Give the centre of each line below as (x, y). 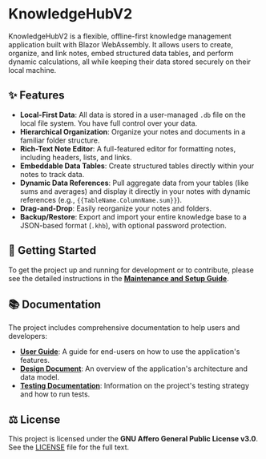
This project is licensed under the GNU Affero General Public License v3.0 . (133, 439)
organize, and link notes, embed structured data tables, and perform (121, 53)
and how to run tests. (55, 394)
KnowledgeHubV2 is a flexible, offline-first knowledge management (120, 36)
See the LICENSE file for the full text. (69, 447)
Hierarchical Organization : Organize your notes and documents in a (133, 131)
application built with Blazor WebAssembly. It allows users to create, (121, 44)
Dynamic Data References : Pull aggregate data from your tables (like (134, 183)
